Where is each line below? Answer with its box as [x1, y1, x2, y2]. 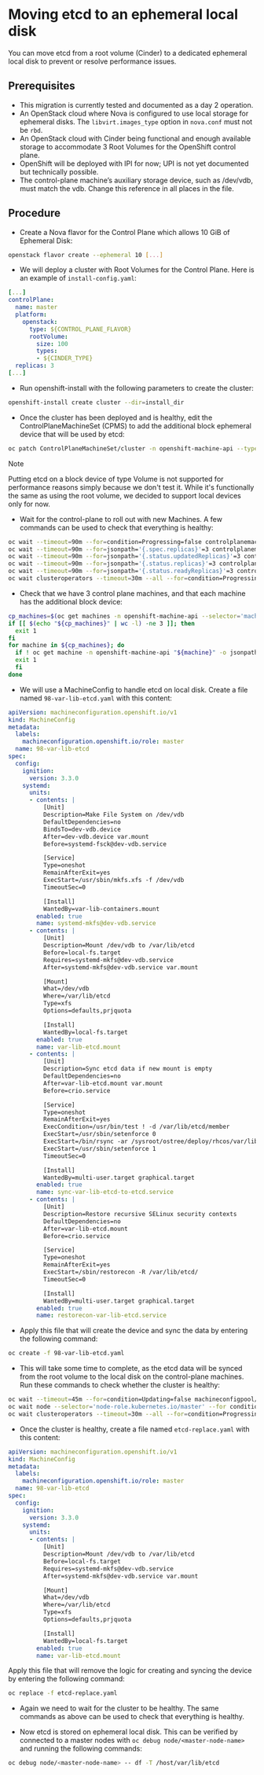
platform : [15, 311, 47, 319]
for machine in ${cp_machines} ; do [8, 641, 125, 649]
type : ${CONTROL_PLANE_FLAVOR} [28, 325, 132, 333]
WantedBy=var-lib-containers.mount [42, 905, 159, 913]
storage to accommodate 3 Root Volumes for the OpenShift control [19, 141, 236, 151]
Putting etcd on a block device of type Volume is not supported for [8, 474, 224, 483]
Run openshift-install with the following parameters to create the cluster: [19, 383, 254, 392]
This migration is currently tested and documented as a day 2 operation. [19, 100, 254, 109]
